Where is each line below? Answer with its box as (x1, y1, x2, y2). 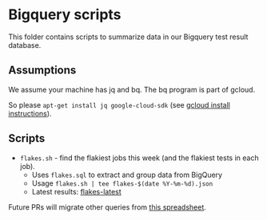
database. (8, 40, 42, 49)
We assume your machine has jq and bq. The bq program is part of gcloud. (8, 84, 256, 94)
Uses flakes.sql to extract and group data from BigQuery (31, 170, 222, 179)
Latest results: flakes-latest (31, 187, 122, 196)
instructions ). (8, 108, 52, 118)
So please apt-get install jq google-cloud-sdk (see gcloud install (8, 100, 230, 109)
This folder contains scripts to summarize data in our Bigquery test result (8, 32, 249, 41)
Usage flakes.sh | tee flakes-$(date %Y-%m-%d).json (31, 178, 213, 188)
